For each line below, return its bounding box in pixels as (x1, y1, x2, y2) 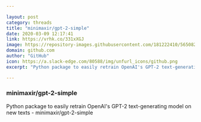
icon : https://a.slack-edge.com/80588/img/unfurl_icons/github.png (6, 58, 178, 65)
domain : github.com (6, 47, 55, 54)
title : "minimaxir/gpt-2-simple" (6, 25, 90, 31)
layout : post (6, 14, 39, 20)
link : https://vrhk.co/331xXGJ (6, 36, 84, 42)
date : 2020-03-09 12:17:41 (6, 30, 74, 36)
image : (6, 42, 23, 48)
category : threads (6, 19, 52, 26)
